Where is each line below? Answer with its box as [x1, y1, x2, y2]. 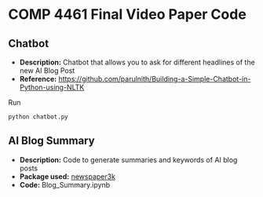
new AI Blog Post [19, 66, 75, 75]
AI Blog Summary [8, 134, 96, 148]
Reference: [19, 75, 57, 83]
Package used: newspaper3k [19, 171, 116, 181]
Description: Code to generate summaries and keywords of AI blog [19, 155, 238, 164]
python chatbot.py [8, 113, 68, 121]
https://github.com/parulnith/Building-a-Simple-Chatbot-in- [58, 75, 251, 83]
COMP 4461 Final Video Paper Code [8, 5, 247, 24]
